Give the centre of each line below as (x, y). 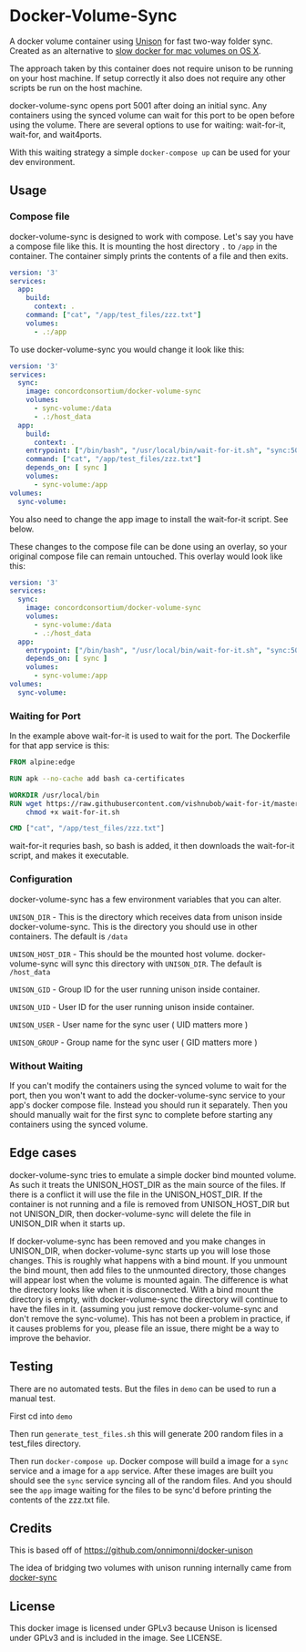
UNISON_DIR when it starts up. (67, 1224)
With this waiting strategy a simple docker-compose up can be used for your (150, 152)
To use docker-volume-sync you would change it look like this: (127, 349)
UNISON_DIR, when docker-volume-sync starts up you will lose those (140, 1251)
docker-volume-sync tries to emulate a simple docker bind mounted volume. (153, 1175)
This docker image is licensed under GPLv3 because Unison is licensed (143, 1628)
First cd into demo (41, 1416)
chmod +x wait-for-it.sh (73, 812)
